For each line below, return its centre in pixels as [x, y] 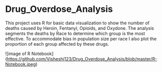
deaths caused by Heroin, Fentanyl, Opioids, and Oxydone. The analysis [80, 28]
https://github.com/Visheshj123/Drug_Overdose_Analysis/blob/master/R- [82, 59]
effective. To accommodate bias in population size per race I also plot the [81, 39]
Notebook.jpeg [21, 64]
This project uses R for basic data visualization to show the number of [77, 23]
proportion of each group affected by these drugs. [57, 44]
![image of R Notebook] [29, 54]
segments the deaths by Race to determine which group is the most [75, 33]
